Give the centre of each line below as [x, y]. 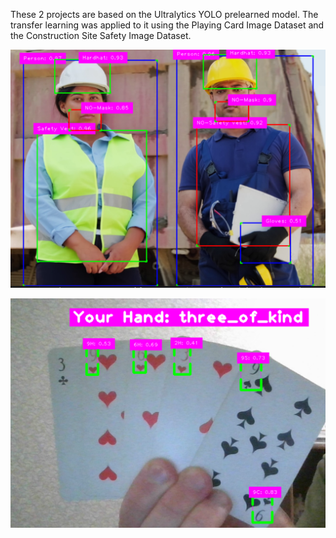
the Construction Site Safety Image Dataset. [101, 35]
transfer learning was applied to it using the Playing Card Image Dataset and [167, 25]
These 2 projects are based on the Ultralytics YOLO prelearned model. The [164, 14]
